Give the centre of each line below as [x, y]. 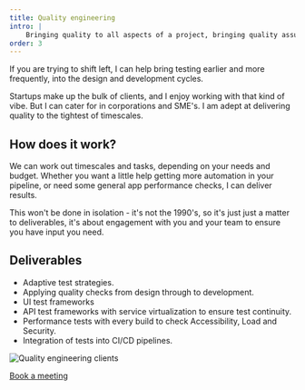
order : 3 [26, 43]
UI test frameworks [59, 302]
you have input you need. [57, 232]
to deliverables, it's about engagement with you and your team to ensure [145, 223]
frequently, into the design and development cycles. [107, 79]
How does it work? [63, 144]
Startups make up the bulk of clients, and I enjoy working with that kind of [147, 96]
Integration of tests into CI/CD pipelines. [98, 340]
